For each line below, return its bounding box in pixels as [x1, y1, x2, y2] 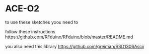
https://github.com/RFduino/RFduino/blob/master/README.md [5, 34, 133, 40]
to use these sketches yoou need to [5, 19, 78, 25]
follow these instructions [5, 28, 56, 34]
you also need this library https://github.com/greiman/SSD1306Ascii [5, 43, 144, 49]
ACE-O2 [5, 3, 40, 14]
